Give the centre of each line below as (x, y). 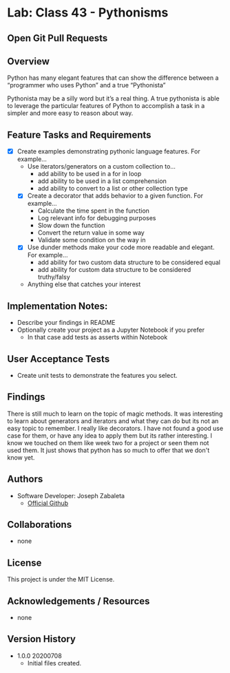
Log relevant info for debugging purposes (97, 218)
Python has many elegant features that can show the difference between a (113, 78)
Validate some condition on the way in (92, 240)
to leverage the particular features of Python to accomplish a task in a (106, 106)
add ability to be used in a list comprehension (102, 181)
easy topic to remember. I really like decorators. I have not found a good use (115, 428)
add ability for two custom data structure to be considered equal (129, 262)
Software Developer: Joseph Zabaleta (71, 495)
